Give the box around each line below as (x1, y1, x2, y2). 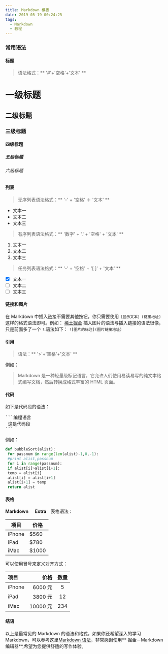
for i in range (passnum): (7, 461, 62, 466)
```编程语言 (5, 415, 31, 420)
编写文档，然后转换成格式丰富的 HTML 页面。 (22, 379, 118, 385)
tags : (5, 17, 17, 22)
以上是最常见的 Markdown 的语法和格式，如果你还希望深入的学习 (5, 630, 141, 636)
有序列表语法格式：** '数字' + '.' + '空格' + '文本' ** (17, 231, 124, 237)
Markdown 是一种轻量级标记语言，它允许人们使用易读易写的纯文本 (17, 373, 157, 379)
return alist (7, 484, 36, 490)
